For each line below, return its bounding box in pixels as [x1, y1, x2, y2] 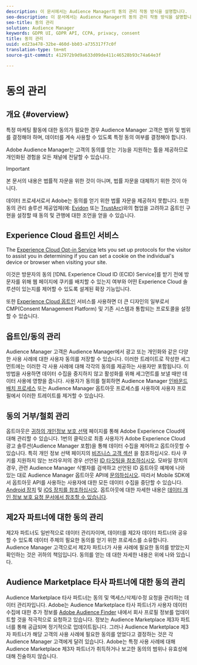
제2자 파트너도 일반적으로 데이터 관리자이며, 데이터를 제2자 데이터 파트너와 [6, 529, 177, 536]
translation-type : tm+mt [6, 47, 67, 53]
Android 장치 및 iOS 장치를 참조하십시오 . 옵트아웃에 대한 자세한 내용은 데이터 [6, 486, 182, 493]
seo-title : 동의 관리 [6, 19, 54, 25]
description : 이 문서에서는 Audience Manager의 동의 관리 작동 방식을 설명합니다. [6, 8, 188, 15]
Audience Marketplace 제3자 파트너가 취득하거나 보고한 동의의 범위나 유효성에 [6, 645, 188, 652]
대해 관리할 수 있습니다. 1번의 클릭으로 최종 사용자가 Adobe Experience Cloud [6, 435, 186, 442]
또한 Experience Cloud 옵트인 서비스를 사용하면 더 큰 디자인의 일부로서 [6, 298, 169, 305]
